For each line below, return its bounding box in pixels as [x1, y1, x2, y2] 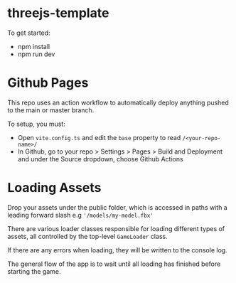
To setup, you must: [7, 119, 65, 128]
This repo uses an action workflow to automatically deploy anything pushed [7, 98, 230, 107]
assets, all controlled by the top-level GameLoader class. [7, 232, 168, 240]
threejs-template [7, 5, 109, 21]
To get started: [7, 28, 51, 37]
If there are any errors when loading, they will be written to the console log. [7, 245, 227, 254]
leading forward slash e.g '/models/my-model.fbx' [7, 210, 154, 219]
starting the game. [7, 267, 62, 275]
